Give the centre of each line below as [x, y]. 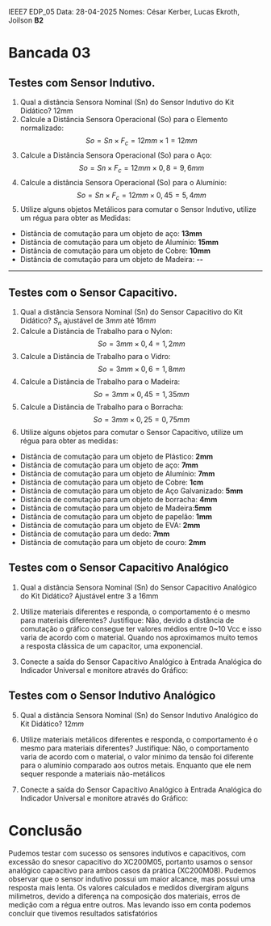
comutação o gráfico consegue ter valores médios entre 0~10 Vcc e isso [141, 628]
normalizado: [42, 128]
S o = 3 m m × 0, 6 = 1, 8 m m [142, 369]
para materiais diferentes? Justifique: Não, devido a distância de [127, 620]
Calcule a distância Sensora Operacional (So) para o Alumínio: [123, 182]
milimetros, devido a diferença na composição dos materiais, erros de [124, 896]
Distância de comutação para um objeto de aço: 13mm [111, 234]
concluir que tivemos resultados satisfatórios [83, 913]
